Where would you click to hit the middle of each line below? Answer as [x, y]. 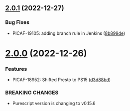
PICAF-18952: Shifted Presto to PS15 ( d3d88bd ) [62, 80]
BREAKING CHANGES [32, 93]
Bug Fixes [17, 22]
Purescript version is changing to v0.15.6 [54, 104]
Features [16, 69]
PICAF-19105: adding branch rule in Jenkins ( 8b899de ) [69, 33]
